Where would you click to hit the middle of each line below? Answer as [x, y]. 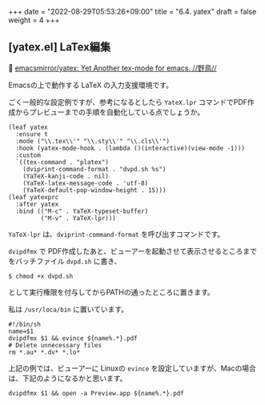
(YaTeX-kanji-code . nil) [66, 176]
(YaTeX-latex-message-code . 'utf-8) [86, 183]
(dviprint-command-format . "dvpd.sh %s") [94, 169]
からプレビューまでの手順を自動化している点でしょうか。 [110, 112]
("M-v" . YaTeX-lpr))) [78, 218]
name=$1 [21, 331]
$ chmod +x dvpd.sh [41, 276]
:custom [28, 155]
